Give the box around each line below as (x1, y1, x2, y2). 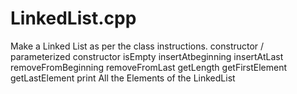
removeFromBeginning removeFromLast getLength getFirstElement (10, 61, 288, 73)
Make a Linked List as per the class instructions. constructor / (10, 40, 265, 52)
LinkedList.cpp (10, 7, 137, 30)
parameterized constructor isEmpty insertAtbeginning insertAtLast (10, 50, 284, 62)
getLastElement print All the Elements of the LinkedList (10, 72, 236, 84)
